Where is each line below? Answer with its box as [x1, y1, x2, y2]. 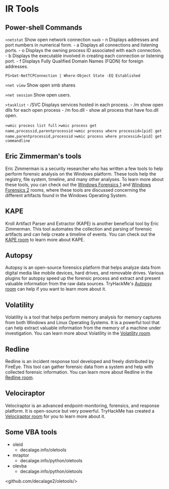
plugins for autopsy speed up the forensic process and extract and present [5, 275, 161, 281]
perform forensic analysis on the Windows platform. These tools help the [5, 170, 156, 177]
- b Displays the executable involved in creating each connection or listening [5, 53, 164, 59]
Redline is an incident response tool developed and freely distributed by [5, 359, 154, 365]
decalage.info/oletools [20, 447, 67, 453]
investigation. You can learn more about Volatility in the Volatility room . [5, 330, 152, 336]
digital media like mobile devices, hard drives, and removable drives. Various [5, 270, 164, 276]
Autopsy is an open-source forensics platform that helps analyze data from [5, 264, 161, 271]
